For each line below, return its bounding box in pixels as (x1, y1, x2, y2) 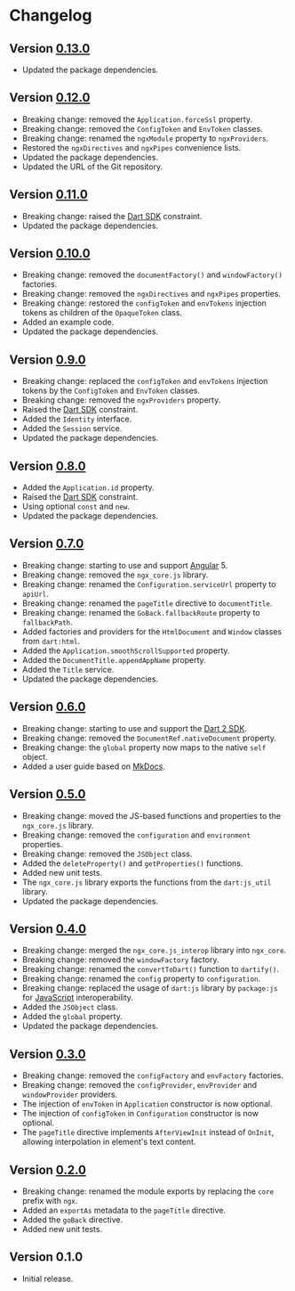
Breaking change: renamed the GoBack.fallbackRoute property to (21, 607, 260, 617)
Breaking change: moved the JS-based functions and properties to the (21, 810, 282, 821)
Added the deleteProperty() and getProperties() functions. (21, 857, 243, 869)
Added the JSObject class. (21, 1001, 118, 1012)
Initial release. (21, 1273, 74, 1284)
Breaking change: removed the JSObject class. (21, 848, 193, 859)
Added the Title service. (21, 664, 115, 674)
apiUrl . (21, 588, 49, 599)
